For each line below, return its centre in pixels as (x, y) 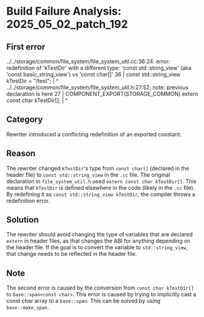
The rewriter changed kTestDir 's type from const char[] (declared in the (98, 168)
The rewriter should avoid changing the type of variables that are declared (100, 235)
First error (26, 47)
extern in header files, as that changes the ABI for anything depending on (98, 241)
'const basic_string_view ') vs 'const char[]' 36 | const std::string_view (93, 74)
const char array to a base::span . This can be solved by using (83, 301)
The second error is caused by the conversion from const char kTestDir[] (100, 288)
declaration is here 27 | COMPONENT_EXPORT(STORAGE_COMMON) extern (102, 94)
